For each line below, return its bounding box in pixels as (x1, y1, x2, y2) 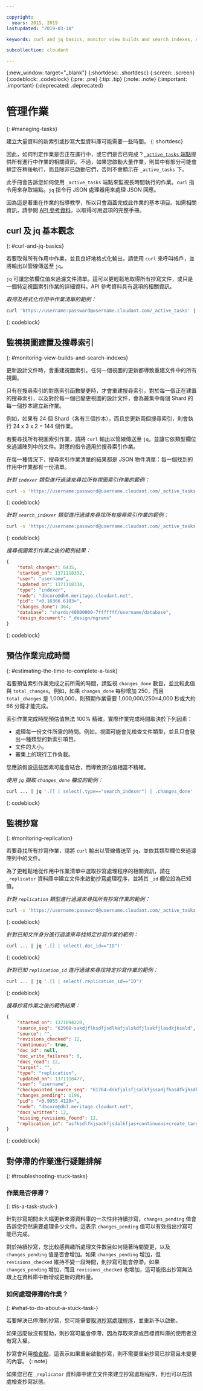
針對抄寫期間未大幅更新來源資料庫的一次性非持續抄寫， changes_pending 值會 (6, 1215, 197, 1222)
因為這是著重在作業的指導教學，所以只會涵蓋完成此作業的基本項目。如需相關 (6, 199, 197, 206)
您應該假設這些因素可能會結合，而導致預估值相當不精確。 (6, 763, 149, 770)
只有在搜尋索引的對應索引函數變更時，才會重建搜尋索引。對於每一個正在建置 (6, 387, 197, 394)
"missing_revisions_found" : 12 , (17, 1115, 98, 1121)
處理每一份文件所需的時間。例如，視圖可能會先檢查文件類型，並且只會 (14, 728, 190, 735)
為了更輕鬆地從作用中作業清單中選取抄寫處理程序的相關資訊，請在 (6, 868, 170, 875)
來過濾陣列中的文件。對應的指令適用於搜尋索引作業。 (6, 442, 139, 450)
